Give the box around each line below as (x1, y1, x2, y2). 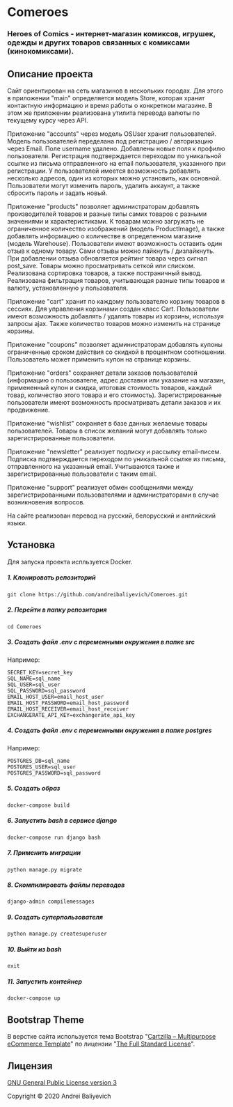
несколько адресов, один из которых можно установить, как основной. (7, 173, 221, 182)
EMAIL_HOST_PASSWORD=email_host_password (7, 699, 129, 706)
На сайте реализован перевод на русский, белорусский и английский (7, 511, 216, 520)
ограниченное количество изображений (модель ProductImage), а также (7, 224, 225, 233)
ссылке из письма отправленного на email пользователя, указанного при (7, 159, 226, 167)
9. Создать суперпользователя (7, 913, 103, 922)
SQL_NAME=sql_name (7, 675, 61, 682)
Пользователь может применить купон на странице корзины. (7, 355, 191, 363)
